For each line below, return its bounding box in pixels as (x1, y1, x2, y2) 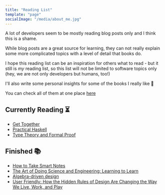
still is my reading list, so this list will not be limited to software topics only (5, 65, 157, 71)
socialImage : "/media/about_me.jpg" (5, 16, 81, 21)
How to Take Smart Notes (12, 163, 65, 168)
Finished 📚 (5, 147, 41, 155)
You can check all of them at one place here (5, 90, 96, 96)
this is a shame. (5, 35, 37, 41)
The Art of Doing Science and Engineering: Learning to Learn (12, 168, 139, 174)
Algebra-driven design (12, 173, 59, 179)
